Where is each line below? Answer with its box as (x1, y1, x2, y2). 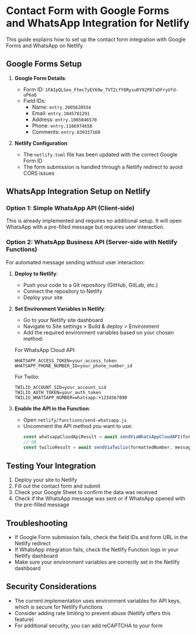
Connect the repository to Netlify (23, 288, 103, 295)
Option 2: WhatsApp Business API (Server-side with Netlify (6, 238, 178, 246)
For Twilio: (14, 373, 40, 380)
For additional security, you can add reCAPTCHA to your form (14, 622, 163, 629)
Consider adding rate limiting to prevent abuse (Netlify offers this (14, 609, 171, 616)
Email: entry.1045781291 (32, 109, 90, 116)
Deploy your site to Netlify (14, 477, 78, 484)
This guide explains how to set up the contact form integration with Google (6, 36, 185, 43)
